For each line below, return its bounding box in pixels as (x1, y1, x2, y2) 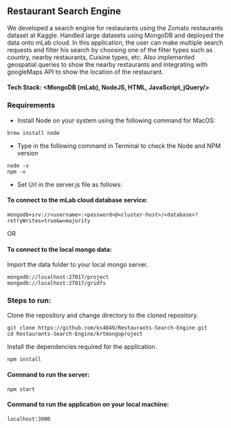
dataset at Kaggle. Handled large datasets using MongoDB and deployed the (7, 31, 224, 39)
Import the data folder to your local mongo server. (7, 261, 148, 269)
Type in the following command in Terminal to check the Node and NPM (16, 141, 221, 150)
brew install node (7, 129, 60, 136)
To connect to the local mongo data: (7, 245, 112, 253)
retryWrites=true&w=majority (7, 217, 91, 224)
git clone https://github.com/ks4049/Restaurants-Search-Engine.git (7, 325, 208, 332)
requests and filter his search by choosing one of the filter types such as (7, 45, 213, 54)
